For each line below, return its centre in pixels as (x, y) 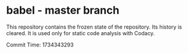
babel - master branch (63, 10)
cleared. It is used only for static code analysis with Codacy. (80, 33)
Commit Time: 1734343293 (40, 45)
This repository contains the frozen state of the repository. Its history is (94, 27)
